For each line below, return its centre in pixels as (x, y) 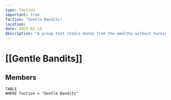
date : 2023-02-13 (24, 29)
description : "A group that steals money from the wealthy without (78, 34)
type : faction (20, 10)
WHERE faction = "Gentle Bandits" (42, 93)
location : (16, 24)
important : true (22, 15)
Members (21, 77)
